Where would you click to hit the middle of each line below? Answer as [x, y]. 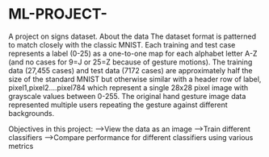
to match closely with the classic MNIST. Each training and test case [122, 44]
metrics [21, 146]
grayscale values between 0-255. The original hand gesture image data [127, 96]
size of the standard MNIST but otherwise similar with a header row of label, [135, 79]
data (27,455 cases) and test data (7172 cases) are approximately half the [130, 70]
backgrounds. [32, 113]
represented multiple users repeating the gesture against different [118, 105]
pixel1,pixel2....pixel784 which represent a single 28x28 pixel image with [128, 87]
